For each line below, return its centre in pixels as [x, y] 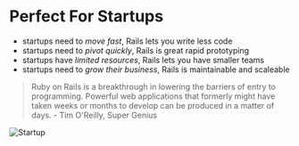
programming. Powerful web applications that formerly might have [153, 96]
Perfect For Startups [86, 16]
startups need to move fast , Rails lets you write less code [127, 41]
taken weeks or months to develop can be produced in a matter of [153, 105]
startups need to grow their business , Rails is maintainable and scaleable [156, 69]
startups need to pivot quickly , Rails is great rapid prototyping [136, 50]
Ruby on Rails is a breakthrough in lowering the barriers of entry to [154, 86]
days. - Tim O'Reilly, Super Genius [94, 115]
